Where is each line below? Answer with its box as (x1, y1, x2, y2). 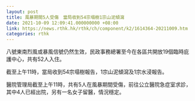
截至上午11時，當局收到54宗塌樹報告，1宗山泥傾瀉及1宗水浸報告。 (6, 68, 168, 75)
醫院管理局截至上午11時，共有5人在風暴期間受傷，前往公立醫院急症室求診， (6, 81, 191, 88)
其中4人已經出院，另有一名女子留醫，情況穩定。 (6, 88, 125, 96)
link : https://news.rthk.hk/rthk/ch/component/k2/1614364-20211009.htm (6, 25, 188, 32)
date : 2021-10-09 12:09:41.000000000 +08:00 (6, 20, 119, 26)
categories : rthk (6, 31, 49, 37)
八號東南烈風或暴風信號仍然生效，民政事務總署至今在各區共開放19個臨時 (6, 48, 184, 56)
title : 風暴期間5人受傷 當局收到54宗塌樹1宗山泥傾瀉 (6, 14, 125, 20)
